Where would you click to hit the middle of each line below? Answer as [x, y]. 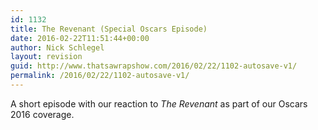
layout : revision [46, 57]
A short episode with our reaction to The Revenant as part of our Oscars [159, 103]
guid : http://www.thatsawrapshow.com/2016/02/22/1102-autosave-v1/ [154, 66]
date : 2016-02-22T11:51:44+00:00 [80, 38]
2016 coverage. [42, 114]
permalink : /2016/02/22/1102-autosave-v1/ [100, 76]
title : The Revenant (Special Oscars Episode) [109, 29]
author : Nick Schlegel [57, 47]
